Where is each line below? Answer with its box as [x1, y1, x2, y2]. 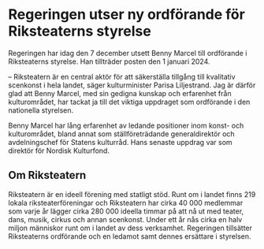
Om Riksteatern [8, 169, 87, 182]
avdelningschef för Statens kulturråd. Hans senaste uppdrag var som [8, 137, 232, 147]
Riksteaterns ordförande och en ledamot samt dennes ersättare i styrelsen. [8, 231, 251, 241]
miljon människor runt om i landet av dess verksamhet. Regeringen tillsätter [8, 223, 253, 232]
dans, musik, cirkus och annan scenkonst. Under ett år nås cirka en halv [8, 214, 243, 224]
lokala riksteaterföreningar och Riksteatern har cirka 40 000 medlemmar [8, 198, 244, 207]
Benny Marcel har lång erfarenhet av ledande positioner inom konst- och [8, 121, 244, 130]
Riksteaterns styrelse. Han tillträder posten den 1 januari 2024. [8, 57, 210, 66]
